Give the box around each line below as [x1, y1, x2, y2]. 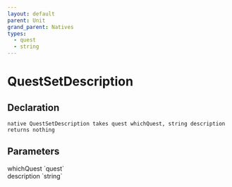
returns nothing [7, 126, 55, 133]
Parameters [7, 145, 60, 157]
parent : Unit [7, 17, 46, 24]
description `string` [7, 171, 63, 180]
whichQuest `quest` [7, 164, 65, 173]
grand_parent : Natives [7, 23, 74, 30]
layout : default [7, 10, 55, 18]
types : [7, 30, 27, 37]
